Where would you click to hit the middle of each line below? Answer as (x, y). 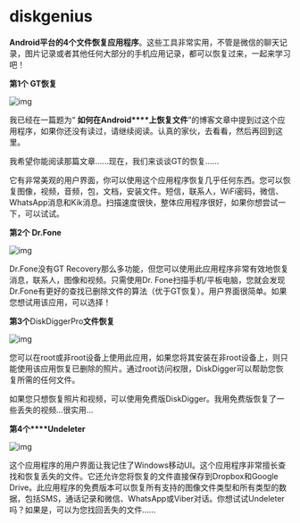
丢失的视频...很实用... (55, 410)
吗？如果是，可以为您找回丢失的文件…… (83, 510)
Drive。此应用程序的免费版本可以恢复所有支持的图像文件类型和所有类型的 (144, 487)
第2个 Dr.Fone (36, 232)
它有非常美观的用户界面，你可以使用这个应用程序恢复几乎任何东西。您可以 (146, 179)
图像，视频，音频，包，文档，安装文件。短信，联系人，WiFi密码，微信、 (150, 191)
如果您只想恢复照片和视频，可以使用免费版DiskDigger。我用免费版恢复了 (143, 398)
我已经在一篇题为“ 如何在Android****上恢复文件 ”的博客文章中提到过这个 (144, 120)
